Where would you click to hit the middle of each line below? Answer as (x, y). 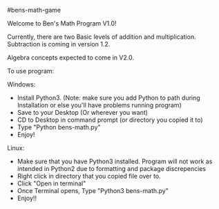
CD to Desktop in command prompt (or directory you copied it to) (110, 120)
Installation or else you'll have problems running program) (99, 105)
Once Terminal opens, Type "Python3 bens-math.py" (93, 191)
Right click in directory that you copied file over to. (89, 176)
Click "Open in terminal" (51, 183)
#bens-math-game (34, 10)
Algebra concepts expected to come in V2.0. (71, 57)
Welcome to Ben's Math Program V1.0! (62, 23)
